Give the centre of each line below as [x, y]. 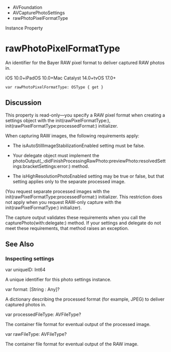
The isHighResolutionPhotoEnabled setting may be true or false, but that [88, 176]
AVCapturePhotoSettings [39, 13]
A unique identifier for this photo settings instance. [59, 280]
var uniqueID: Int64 [25, 270]
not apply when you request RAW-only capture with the [63, 202]
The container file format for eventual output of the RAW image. [72, 344]
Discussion [23, 103]
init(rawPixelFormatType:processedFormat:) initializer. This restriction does [84, 197]
